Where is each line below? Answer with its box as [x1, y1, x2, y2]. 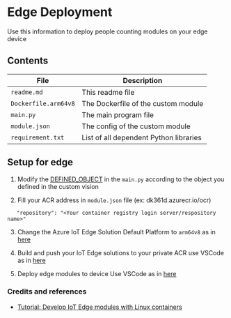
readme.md [10, 88, 43, 96]
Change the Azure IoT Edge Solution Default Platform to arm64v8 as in [17, 227, 216, 236]
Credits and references [7, 287, 87, 296]
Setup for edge [7, 156, 74, 168]
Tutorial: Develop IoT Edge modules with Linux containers [17, 303, 182, 311]
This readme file [81, 87, 135, 97]
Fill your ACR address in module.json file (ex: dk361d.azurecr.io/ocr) [17, 196, 212, 204]
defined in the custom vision [17, 182, 99, 190]
